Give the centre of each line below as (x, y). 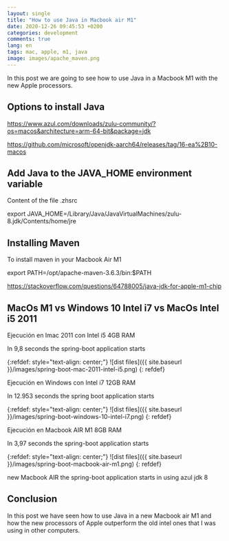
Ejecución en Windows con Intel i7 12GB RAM (72, 382)
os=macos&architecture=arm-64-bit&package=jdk (79, 131)
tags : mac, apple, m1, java (47, 52)
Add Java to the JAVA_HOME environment (100, 173)
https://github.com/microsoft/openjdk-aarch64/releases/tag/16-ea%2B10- (112, 144)
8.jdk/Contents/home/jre (42, 221)
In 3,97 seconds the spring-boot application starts (78, 443)
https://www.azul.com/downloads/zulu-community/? (81, 123)
